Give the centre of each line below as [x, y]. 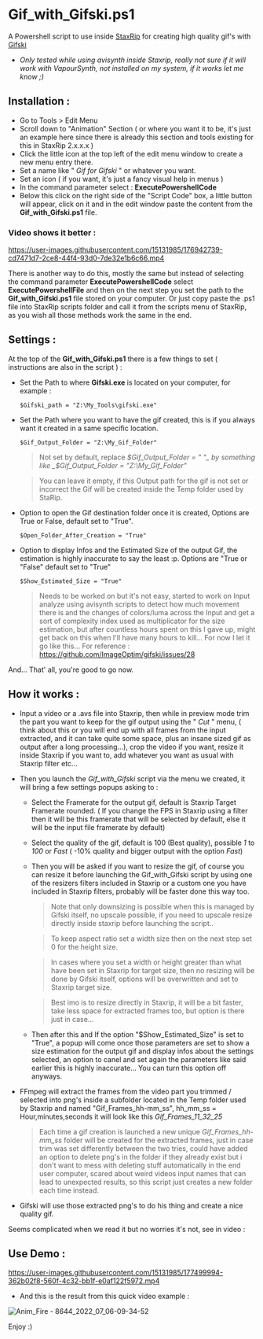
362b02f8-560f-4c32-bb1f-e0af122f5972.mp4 [84, 1281]
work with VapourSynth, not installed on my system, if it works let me [131, 68]
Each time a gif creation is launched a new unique [119, 1131]
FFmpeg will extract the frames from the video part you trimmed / [125, 1091]
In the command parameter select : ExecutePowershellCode [118, 187]
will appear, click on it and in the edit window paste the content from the [136, 204]
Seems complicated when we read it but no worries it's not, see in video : [127, 1229]
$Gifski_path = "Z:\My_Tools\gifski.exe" [88, 405]
